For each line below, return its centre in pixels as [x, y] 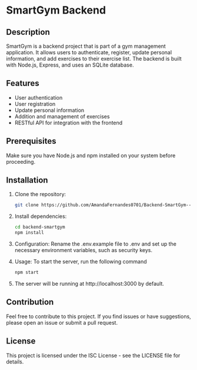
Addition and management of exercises [62, 116]
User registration [35, 104]
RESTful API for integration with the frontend [69, 123]
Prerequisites [31, 141]
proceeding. [21, 161]
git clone [27, 205]
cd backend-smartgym [40, 227]
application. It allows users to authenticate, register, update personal [89, 52]
